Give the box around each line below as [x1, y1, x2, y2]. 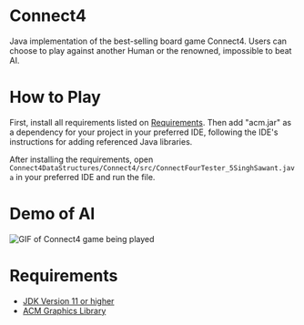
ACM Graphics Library [22, 305, 106, 316]
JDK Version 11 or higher [22, 295, 115, 306]
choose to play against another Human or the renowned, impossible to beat [9, 45, 292, 56]
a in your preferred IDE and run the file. [9, 171, 156, 182]
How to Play [9, 87, 102, 107]
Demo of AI [9, 204, 96, 224]
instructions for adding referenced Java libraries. [9, 136, 193, 147]
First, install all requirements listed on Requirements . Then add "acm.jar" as [9, 117, 292, 127]
